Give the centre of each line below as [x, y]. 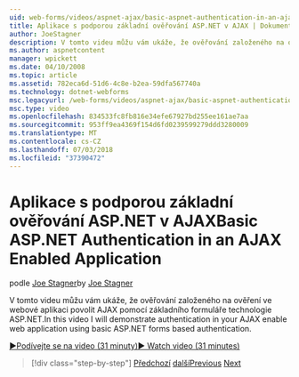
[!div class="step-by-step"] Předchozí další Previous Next [136, 363]
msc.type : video [39, 108]
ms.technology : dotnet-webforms [69, 92]
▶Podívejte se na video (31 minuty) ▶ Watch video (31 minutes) [125, 346]
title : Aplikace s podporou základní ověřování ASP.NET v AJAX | [133, 26]
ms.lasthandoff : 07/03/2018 [61, 149]
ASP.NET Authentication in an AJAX [145, 240]
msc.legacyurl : [37, 100]
